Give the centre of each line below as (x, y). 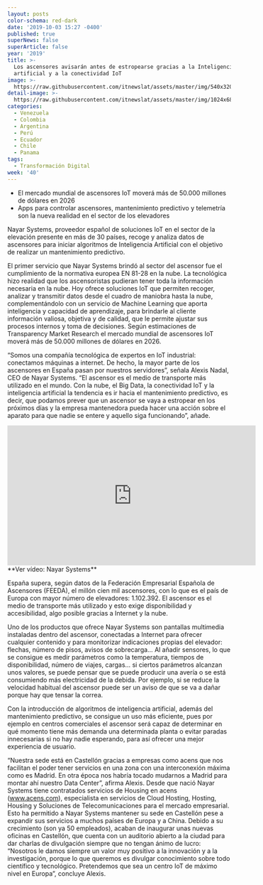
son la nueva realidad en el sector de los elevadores (94, 215)
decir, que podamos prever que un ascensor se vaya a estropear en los (111, 400)
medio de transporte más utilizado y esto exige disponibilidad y (100, 606)
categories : (25, 107)
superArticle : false (38, 47)
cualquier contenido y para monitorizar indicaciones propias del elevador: (115, 642)
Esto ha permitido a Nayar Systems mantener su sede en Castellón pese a (116, 813)
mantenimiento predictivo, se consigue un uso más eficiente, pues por (110, 716)
